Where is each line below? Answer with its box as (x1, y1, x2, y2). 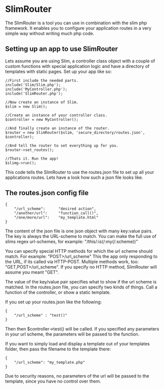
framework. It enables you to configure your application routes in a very (5, 25, 152, 31)
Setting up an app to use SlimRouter (5, 45, 118, 53)
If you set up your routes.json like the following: (5, 299, 102, 305)
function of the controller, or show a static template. (5, 289, 111, 295)
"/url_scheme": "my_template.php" (14, 360, 85, 365)
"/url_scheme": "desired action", (14, 206, 97, 211)
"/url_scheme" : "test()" (14, 313, 68, 318)
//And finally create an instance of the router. (5, 125, 110, 131)
